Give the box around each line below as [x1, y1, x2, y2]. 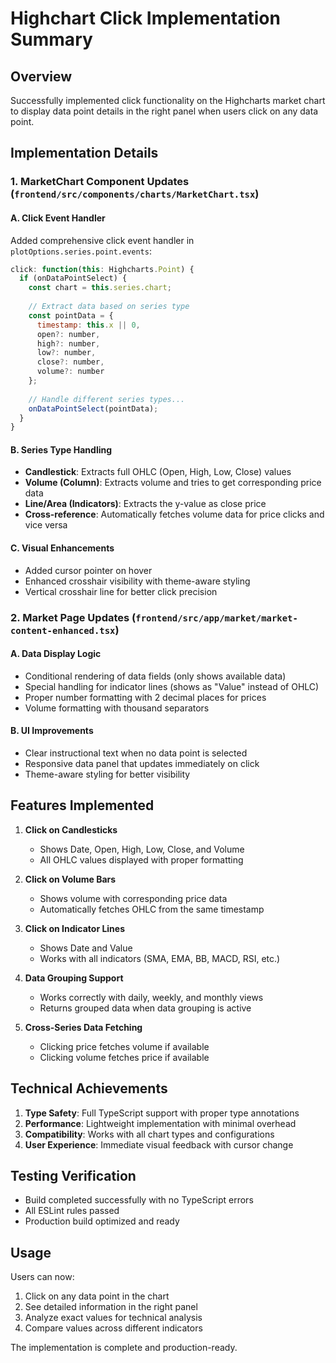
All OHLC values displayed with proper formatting [39, 853, 244, 866]
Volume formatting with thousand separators [24, 702, 210, 714]
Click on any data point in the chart [24, 1290, 170, 1302]
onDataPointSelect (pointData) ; [28, 403, 159, 414]
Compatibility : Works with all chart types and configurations [24, 1128, 275, 1140]
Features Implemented [10, 797, 155, 814]
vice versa [24, 519, 68, 531]
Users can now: [10, 1271, 75, 1283]
